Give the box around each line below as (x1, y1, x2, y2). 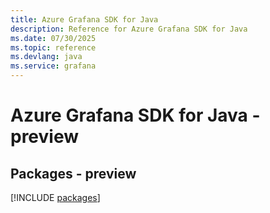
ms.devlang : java (10, 52, 83, 62)
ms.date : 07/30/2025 (10, 33, 97, 43)
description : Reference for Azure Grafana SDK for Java (10, 24, 248, 34)
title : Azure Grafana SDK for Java (10, 14, 159, 25)
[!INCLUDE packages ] (10, 192, 101, 203)
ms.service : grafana (10, 61, 97, 71)
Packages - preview (10, 165, 137, 182)
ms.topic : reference (10, 42, 97, 53)
